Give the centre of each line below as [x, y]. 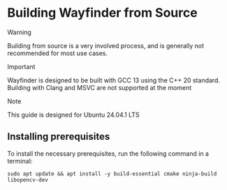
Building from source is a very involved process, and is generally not [106, 45]
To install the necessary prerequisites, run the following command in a [108, 153]
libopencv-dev [28, 180]
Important [21, 66]
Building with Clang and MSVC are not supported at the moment [100, 87]
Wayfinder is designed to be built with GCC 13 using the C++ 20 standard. [113, 80]
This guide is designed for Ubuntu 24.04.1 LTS [73, 115]
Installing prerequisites [59, 137]
